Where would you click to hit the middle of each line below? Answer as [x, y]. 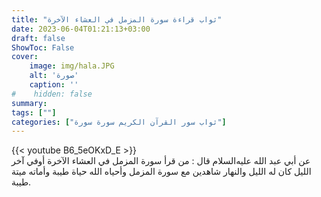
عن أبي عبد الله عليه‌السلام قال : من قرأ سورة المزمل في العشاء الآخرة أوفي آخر [161, 161]
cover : [25, 57]
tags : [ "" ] [34, 112]
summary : [29, 103]
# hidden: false [52, 94]
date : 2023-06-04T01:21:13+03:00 [81, 29]
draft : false [38, 38]
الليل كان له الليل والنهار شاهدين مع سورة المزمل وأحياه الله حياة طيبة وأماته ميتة [161, 172]
